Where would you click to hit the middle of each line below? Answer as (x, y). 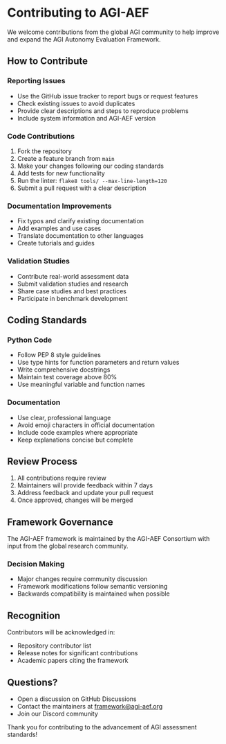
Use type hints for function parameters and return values (98, 363)
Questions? (32, 682)
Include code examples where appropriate (77, 432)
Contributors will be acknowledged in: (61, 632)
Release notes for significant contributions (77, 653)
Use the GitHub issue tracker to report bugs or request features (107, 96)
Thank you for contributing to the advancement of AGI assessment (102, 727)
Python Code (30, 340)
